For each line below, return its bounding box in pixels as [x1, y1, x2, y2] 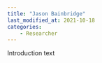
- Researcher [20, 29, 58, 37]
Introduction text [7, 49, 55, 57]
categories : [7, 23, 42, 30]
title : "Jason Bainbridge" [7, 10, 86, 17]
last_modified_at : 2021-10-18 [7, 17, 96, 24]
